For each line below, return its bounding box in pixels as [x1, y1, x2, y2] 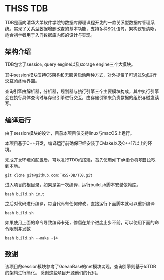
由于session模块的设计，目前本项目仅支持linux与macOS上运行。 [5, 130, 135, 136]
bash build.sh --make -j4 [5, 235, 58, 240]
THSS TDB [5, 3, 48, 14]
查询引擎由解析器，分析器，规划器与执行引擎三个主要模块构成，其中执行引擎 [5, 88, 159, 94]
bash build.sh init [5, 191, 45, 197]
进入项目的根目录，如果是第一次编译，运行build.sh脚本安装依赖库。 [5, 181, 141, 188]
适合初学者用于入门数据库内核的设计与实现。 [5, 32, 95, 38]
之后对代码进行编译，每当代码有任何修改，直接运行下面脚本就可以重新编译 [5, 200, 155, 206]
